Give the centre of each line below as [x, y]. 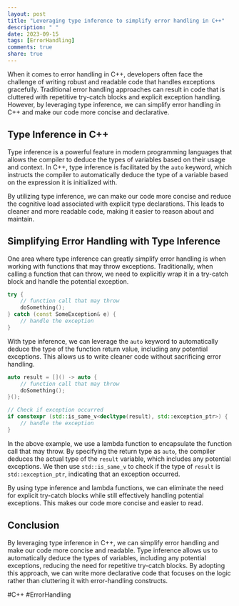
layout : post [27, 14]
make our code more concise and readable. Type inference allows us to [113, 550]
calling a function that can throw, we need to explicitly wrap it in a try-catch [118, 274]
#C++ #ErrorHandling [39, 595]
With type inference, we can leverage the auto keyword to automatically [113, 341]
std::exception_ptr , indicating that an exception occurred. [94, 474]
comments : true [30, 47]
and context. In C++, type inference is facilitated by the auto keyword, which [120, 167]
